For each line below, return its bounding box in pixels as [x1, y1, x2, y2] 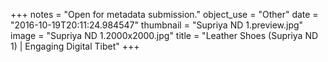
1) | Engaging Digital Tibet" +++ [10, 40, 140, 52]
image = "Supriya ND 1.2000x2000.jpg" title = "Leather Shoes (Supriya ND [10, 30, 319, 41]
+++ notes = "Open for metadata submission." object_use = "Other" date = [10, 9, 319, 20]
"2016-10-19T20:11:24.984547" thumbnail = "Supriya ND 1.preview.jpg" [10, 19, 304, 31]
